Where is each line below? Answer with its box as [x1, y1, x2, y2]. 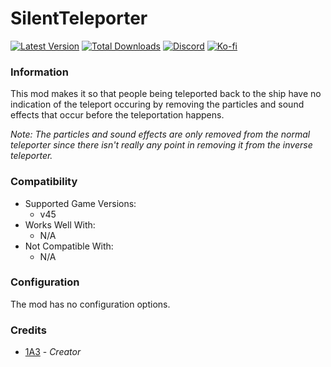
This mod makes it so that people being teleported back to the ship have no [10, 88, 322, 100]
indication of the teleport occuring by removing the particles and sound [10, 98, 305, 111]
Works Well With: [24, 218, 96, 231]
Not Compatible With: [24, 240, 114, 252]
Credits [10, 323, 47, 337]
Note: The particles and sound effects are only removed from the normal [10, 128, 311, 141]
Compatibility [10, 175, 78, 189]
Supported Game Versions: [24, 197, 137, 209]
